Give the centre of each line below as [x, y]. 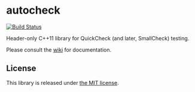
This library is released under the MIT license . [63, 83]
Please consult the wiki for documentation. [59, 50]
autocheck [33, 10]
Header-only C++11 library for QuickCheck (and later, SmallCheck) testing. [98, 38]
